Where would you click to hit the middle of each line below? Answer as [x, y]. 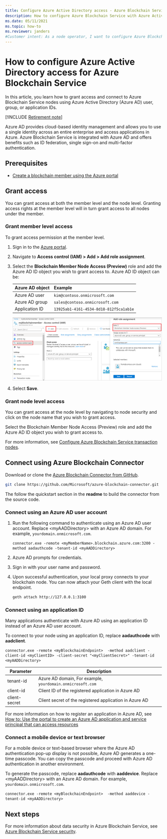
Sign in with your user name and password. [57, 567]
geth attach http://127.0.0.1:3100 [49, 597]
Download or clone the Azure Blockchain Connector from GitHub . [72, 474]
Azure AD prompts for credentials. [47, 558]
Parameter [21, 671]
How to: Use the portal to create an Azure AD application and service [76, 719]
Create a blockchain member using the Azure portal [65, 175]
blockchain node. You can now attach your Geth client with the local [82, 582]
